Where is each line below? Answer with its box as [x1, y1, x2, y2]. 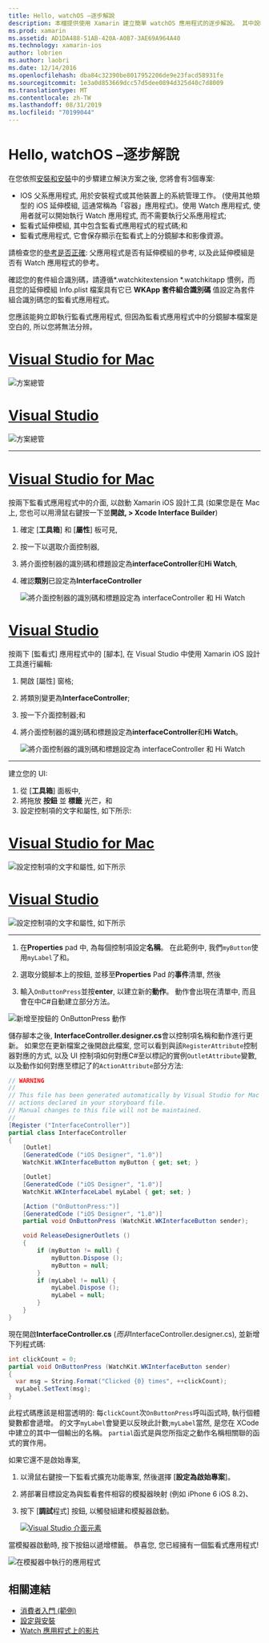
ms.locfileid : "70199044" [8, 109, 94, 117]
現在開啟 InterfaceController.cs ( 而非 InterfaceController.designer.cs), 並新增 [8, 1329, 260, 1338]
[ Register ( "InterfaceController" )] [8, 1121, 130, 1129]
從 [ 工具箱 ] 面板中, [19, 785, 81, 795]
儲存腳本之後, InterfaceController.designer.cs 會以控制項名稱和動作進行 [8, 1031, 247, 1040]
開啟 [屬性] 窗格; [19, 676, 74, 685]
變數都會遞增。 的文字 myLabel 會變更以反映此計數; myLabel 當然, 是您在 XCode [8, 1418, 259, 1427]
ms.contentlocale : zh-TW [8, 94, 91, 102]
